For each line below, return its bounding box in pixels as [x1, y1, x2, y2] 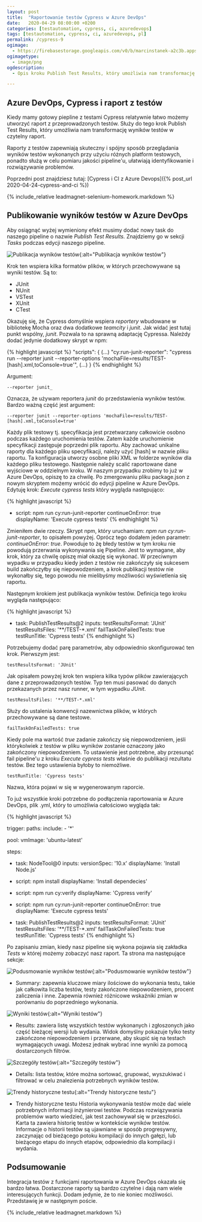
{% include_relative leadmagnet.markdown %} [7, 1209, 122, 1216]
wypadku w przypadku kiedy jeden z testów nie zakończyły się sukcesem [7, 559, 189, 566]
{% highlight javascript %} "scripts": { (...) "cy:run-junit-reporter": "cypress [7, 348, 192, 355]
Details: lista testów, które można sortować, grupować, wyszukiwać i [15, 1070, 185, 1077]
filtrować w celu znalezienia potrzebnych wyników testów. [15, 1077, 159, 1084]
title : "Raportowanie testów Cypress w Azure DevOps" [7, 14, 147, 20]
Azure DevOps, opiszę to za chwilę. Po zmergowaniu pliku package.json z [7, 473, 190, 480]
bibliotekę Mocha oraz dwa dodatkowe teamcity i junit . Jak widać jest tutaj [7, 324, 191, 331]
